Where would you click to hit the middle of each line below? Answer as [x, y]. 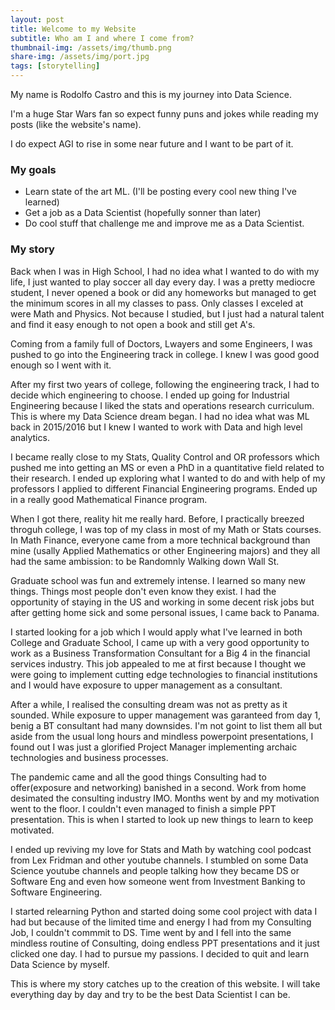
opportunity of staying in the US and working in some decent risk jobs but [162, 602]
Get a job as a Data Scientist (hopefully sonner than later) [143, 213]
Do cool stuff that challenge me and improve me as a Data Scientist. [164, 223]
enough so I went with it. [61, 365]
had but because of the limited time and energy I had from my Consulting [161, 922]
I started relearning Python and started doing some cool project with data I [164, 911]
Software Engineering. [56, 892]
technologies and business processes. [89, 757]
